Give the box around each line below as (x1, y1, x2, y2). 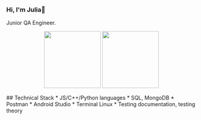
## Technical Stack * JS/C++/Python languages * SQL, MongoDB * (6, 94, 174, 102)
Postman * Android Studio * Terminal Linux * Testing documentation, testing (6, 101, 196, 108)
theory (6, 107, 23, 115)
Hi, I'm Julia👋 (6, 5, 46, 14)
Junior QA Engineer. (6, 19, 56, 27)
